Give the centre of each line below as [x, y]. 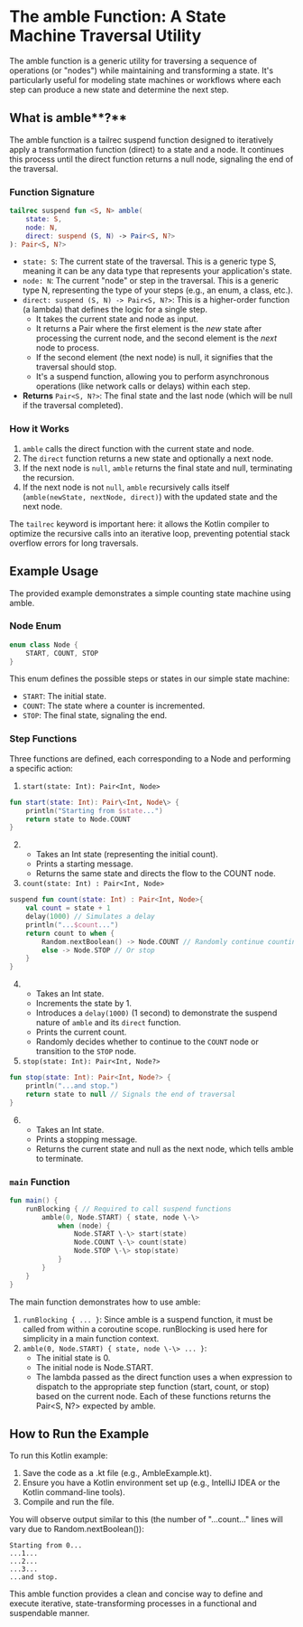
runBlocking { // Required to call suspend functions [129, 1209]
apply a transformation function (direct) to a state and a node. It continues [147, 149]
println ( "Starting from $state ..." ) [95, 810]
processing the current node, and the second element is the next [156, 338]
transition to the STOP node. [86, 1052]
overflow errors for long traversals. [74, 543]
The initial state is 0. [73, 1358]
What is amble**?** [69, 118]
